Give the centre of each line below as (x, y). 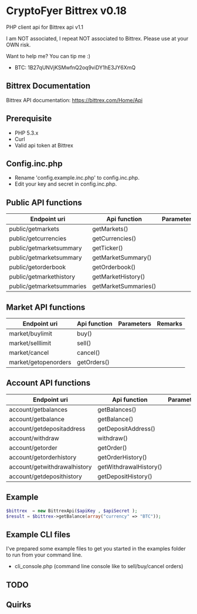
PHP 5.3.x (26, 133)
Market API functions (46, 307)
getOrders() (93, 362)
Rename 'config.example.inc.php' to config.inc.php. (77, 178)
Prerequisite (29, 119)
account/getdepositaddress (47, 428)
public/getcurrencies (38, 239)
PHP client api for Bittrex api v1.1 (45, 27)
